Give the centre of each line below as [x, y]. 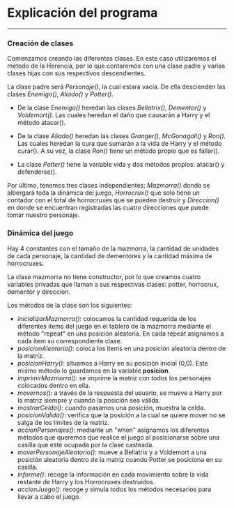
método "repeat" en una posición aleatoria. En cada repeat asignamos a [120, 334]
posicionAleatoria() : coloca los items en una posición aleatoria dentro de [122, 348]
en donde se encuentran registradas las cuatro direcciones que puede [108, 208]
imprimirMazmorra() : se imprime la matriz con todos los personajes [114, 378]
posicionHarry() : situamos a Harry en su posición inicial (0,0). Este [112, 363]
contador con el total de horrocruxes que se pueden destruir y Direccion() [113, 200]
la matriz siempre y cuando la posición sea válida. [89, 400]
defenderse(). [37, 172]
